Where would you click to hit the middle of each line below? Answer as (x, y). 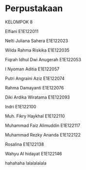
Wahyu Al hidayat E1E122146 (34, 153)
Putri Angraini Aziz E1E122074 (35, 78)
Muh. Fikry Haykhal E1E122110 (35, 116)
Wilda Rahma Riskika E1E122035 (37, 50)
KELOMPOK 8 (19, 22)
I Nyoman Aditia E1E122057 (32, 69)
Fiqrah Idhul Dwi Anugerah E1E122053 (43, 59)
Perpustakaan (34, 8)
